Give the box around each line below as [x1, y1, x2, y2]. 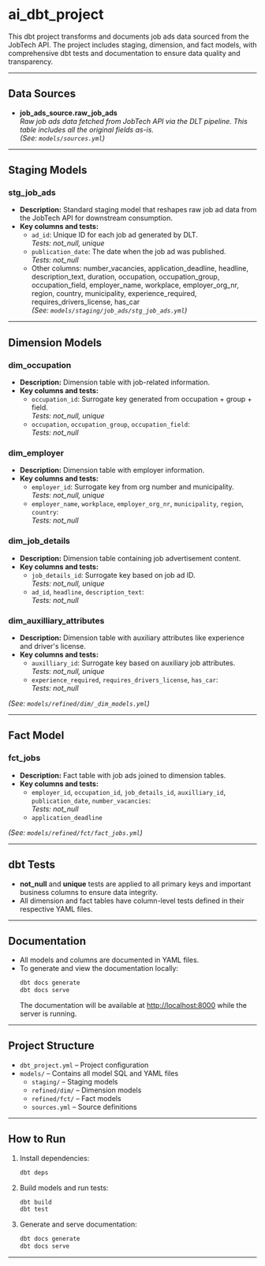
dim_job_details [8, 535, 71, 546]
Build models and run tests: [19, 1182, 109, 1193]
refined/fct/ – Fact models [31, 1093, 121, 1103]
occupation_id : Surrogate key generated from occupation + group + [31, 395, 252, 404]
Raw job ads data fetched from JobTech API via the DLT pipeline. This [19, 116, 248, 125]
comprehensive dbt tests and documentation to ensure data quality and [8, 48, 241, 58]
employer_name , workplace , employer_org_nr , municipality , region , [31, 499, 244, 508]
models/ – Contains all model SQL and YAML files [19, 1068, 179, 1078]
